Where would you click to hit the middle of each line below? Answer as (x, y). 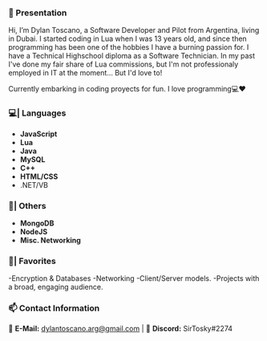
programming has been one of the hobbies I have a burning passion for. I (129, 47)
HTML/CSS (39, 177)
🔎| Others (27, 205)
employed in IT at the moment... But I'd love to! (85, 73)
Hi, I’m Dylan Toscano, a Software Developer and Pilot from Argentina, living (134, 30)
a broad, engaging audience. (56, 287)
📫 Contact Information (54, 308)
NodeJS (34, 231)
